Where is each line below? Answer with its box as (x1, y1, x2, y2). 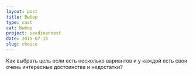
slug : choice (6, 42, 38, 47)
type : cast (6, 19, 33, 25)
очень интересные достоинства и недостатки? (6, 63, 123, 70)
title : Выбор (6, 14, 38, 20)
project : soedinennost (6, 30, 61, 36)
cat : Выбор (6, 25, 33, 31)
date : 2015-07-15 (6, 36, 49, 42)
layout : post (6, 8, 38, 15)
